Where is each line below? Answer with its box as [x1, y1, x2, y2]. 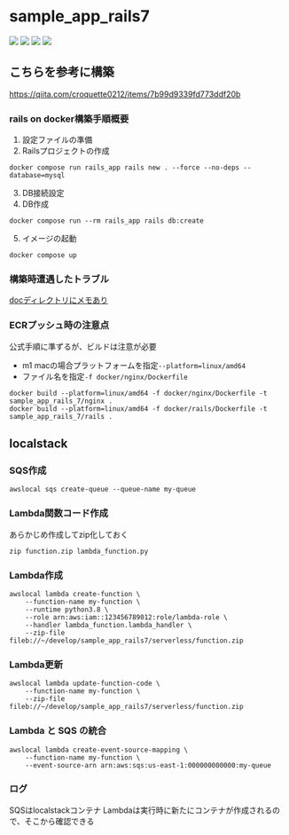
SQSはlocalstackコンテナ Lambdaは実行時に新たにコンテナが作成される [9, 805, 273, 815]
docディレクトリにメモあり [9, 295, 108, 305]
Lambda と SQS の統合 [9, 725, 106, 737]
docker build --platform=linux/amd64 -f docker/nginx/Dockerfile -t [9, 389, 268, 398]
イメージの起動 [21, 233, 77, 244]
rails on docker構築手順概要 [9, 113, 129, 125]
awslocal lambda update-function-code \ [9, 679, 161, 689]
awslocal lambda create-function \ [9, 589, 141, 598]
